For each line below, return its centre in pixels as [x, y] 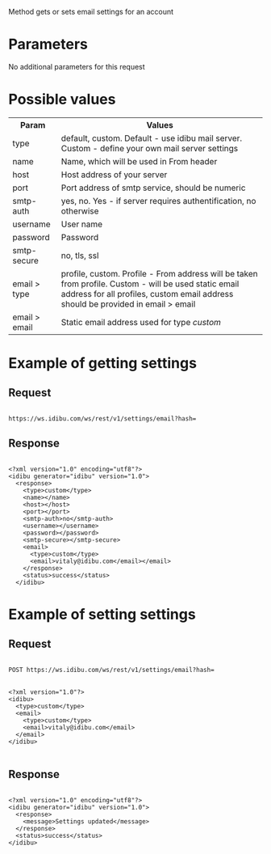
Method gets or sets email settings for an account [91, 12]
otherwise [80, 211]
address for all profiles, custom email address [147, 294]
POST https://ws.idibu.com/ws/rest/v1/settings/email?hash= [112, 670]
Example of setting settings [102, 614]
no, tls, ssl [80, 256]
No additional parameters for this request [77, 66]
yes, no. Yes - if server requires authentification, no [158, 201]
